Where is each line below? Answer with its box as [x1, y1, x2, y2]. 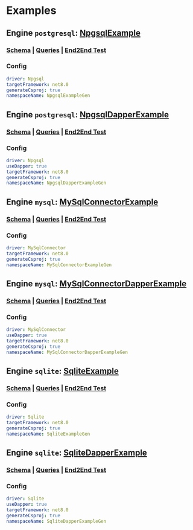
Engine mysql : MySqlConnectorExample [6, 197, 159, 207]
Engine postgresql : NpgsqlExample [6, 28, 141, 38]
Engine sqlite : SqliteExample [6, 365, 119, 376]
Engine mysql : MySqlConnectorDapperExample [6, 278, 187, 289]
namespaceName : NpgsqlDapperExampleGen [6, 180, 107, 186]
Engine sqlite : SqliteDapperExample [6, 447, 148, 457]
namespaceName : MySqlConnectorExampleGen [6, 261, 112, 268]
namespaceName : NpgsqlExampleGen [6, 93, 90, 99]
